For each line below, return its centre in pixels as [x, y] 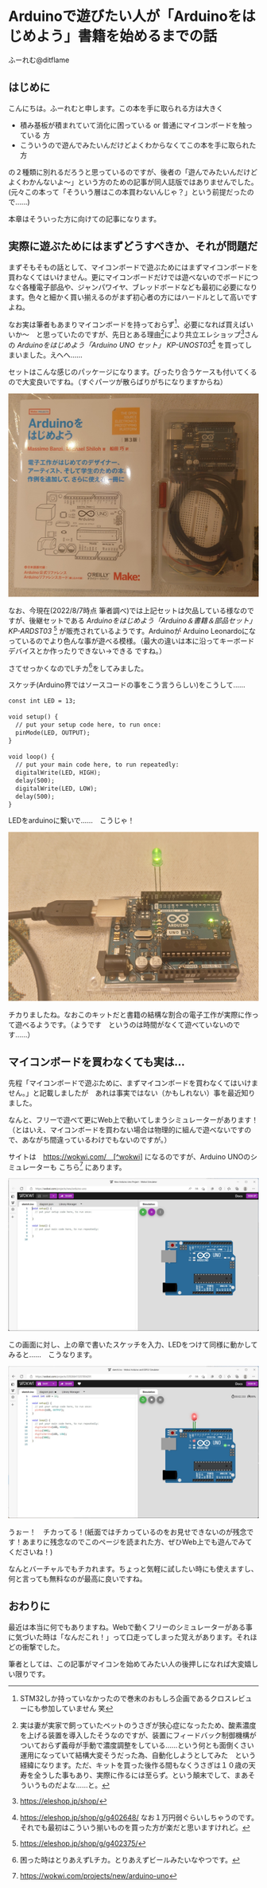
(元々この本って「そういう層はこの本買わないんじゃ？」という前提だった [128, 191]
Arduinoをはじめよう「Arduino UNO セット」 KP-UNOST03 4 [116, 344]
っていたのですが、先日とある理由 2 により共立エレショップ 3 [147, 334]
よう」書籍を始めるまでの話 [127, 36]
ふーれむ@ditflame [39, 60]
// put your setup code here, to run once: [88, 725]
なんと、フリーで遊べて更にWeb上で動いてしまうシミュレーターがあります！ [133, 1119]
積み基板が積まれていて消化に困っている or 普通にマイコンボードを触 [133, 125]
